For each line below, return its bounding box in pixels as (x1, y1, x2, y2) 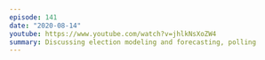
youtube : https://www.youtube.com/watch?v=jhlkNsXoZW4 (9, 29, 217, 38)
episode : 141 (9, 12, 58, 22)
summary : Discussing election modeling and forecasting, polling (9, 37, 256, 47)
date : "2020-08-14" (9, 21, 82, 30)
